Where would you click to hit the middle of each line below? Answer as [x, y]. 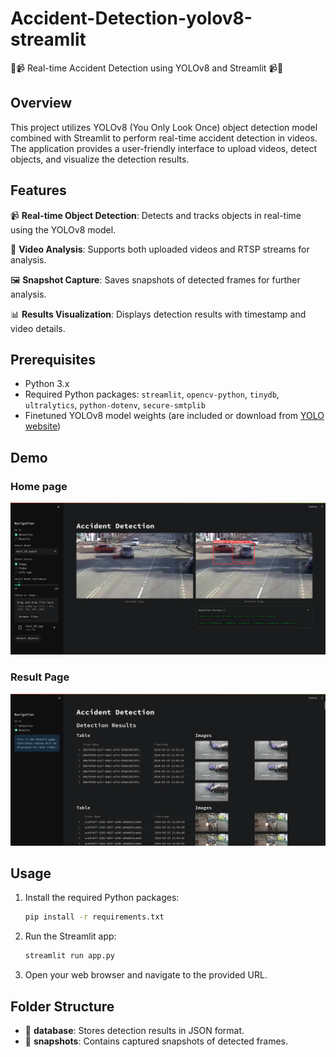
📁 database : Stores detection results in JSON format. [134, 1031]
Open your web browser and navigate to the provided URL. [146, 975]
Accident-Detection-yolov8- [131, 18]
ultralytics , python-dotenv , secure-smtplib [115, 405]
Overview [41, 103]
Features [38, 190]
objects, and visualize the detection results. [100, 159]
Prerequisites [53, 359]
